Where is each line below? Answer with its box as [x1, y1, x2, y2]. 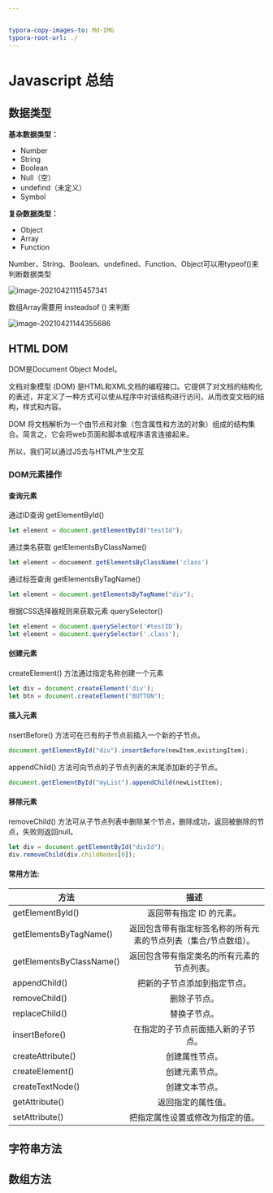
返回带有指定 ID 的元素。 [147, 908, 241, 919]
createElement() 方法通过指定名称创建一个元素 [8, 668, 164, 678]
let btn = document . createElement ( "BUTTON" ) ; [8, 692, 165, 700]
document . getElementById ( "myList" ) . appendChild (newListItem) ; [8, 778, 223, 786]
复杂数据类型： [8, 208, 58, 218]
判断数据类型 [8, 269, 51, 279]
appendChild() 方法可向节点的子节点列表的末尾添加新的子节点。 [8, 762, 223, 772]
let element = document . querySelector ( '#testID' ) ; [8, 623, 184, 631]
